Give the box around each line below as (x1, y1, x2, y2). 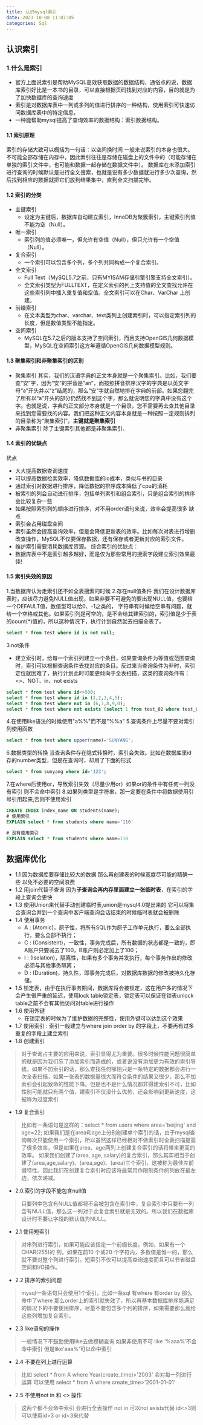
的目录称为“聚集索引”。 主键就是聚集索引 (14, 417, 116, 424)
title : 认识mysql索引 (6, 8, 57, 15)
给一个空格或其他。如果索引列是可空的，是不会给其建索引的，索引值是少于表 (6, 610, 197, 617)
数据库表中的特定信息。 (20, 109, 79, 116)
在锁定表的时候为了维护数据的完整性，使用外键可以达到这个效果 (24, 1015, 183, 1022)
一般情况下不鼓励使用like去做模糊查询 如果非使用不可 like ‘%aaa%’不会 (21, 1338, 197, 1345)
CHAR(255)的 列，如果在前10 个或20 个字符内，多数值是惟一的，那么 (21, 1248, 193, 1256)
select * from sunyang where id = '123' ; (6, 769, 107, 775)
